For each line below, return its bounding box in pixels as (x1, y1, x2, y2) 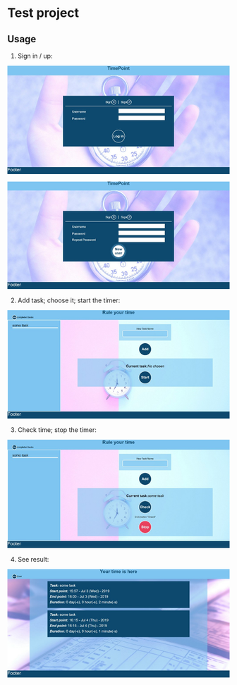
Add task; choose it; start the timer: (17, 296, 121, 304)
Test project (7, 5, 80, 21)
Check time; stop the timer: (17, 425, 97, 434)
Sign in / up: (17, 51, 53, 60)
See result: (17, 555, 49, 564)
